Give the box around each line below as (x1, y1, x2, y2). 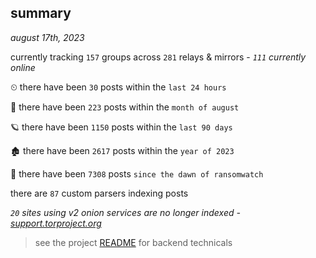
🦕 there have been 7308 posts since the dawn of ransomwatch (10, 167, 264, 180)
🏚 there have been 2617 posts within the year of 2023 (10, 144, 235, 156)
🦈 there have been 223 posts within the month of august (10, 101, 240, 113)
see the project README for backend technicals (34, 236, 233, 248)
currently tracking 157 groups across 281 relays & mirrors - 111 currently (10, 51, 307, 63)
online (10, 61, 36, 73)
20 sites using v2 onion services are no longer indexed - (10, 206, 241, 218)
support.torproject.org (10, 217, 102, 229)
